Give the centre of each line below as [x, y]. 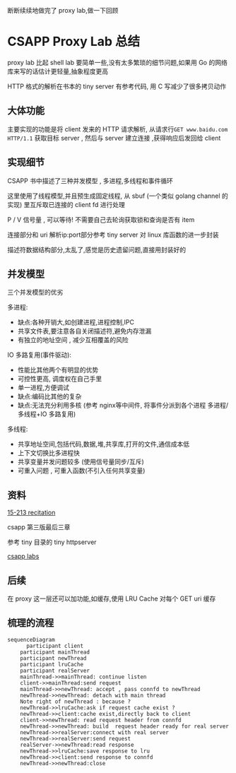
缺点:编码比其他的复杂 [49, 396]
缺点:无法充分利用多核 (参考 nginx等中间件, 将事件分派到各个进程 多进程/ [123, 406]
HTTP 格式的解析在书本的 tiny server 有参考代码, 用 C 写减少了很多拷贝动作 [117, 86]
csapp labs [23, 556]
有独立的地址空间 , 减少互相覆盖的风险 [73, 340]
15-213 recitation [31, 513]
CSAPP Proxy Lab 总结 [74, 42]
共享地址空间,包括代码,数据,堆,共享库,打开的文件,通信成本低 [103, 444]
